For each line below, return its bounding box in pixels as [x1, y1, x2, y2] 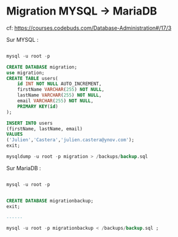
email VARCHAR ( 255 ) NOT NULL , [17, 98, 94, 104]
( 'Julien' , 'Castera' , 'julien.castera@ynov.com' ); [6, 137, 135, 143]
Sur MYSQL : [6, 36, 39, 43]
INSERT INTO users [6, 120, 53, 126]
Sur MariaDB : [6, 164, 41, 172]
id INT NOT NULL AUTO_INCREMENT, [17, 81, 102, 87]
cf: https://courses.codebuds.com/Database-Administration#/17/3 [6, 24, 172, 32]
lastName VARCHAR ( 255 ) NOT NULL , [17, 92, 102, 98]
